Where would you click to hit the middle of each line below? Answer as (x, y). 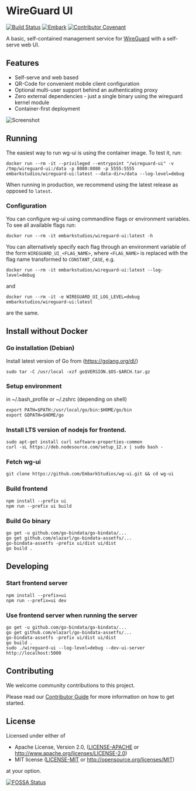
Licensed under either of (36, 735)
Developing (27, 566)
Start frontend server (37, 583)
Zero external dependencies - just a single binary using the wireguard (99, 96)
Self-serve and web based (47, 77)
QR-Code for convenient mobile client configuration (77, 83)
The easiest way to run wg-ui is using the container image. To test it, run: (94, 152)
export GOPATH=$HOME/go (35, 415)
